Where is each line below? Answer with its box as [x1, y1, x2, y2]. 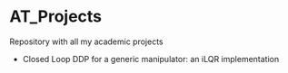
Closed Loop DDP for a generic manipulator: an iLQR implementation [22, 53, 280, 64]
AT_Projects [9, 6, 103, 27]
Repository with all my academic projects [9, 36, 164, 47]
